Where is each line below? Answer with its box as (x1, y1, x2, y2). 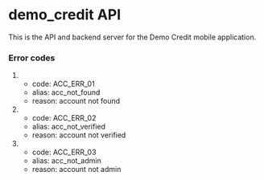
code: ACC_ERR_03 (31, 147, 97, 157)
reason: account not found (31, 96, 121, 106)
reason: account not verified (31, 130, 126, 140)
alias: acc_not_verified (31, 122, 106, 132)
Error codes (8, 52, 56, 63)
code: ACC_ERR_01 (31, 79, 95, 89)
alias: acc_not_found (31, 88, 101, 97)
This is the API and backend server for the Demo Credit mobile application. (8, 32, 257, 42)
